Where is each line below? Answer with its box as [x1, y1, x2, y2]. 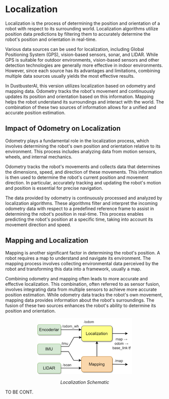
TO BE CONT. [5, 389, 34, 395]
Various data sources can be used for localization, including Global [5, 46, 144, 52]
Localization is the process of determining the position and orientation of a [5, 20, 160, 26]
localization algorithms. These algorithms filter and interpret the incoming [5, 200, 158, 206]
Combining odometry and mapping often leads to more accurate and [5, 275, 148, 281]
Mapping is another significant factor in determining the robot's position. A [5, 250, 160, 256]
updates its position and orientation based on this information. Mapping [5, 93, 154, 99]
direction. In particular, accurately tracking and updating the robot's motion [5, 179, 161, 185]
